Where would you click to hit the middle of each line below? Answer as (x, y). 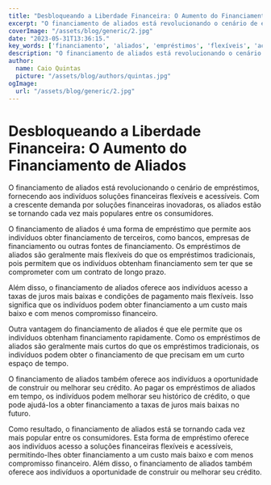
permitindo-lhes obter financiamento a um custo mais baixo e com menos (131, 455)
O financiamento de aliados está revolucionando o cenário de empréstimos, (134, 188)
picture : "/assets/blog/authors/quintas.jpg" (94, 76)
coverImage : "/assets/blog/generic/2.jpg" (81, 31)
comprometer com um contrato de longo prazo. (88, 272)
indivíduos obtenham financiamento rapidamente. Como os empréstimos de (134, 338)
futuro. (19, 414)
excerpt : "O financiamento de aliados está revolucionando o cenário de (133, 23)
